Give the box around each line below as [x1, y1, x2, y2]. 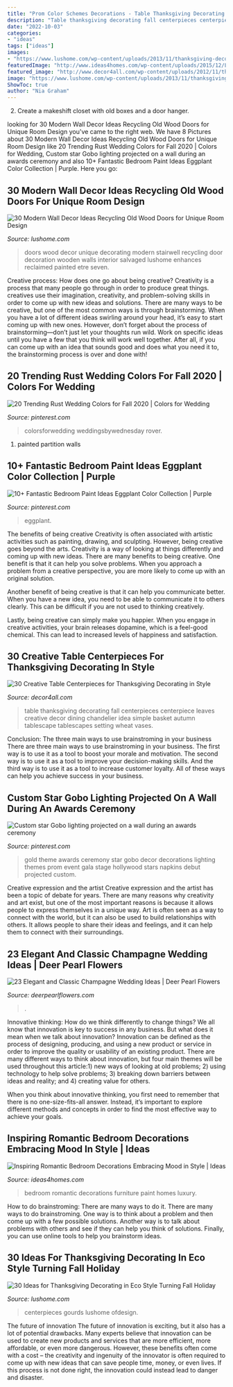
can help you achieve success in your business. [7, 772, 144, 780]
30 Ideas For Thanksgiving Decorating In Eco [7, 1252, 206, 1264]
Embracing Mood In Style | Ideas [7, 1143, 150, 1155]
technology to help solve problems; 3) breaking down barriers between [7, 1070, 211, 1077]
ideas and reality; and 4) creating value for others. [7, 1077, 150, 1085]
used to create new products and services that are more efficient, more [7, 1336, 212, 1345]
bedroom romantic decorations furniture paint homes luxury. [24, 1188, 198, 1197]
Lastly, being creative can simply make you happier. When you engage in [7, 615, 216, 624]
